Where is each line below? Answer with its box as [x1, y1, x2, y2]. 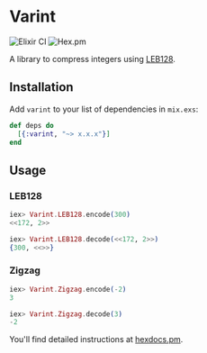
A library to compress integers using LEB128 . [9, 53, 175, 64]
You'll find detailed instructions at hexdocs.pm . [9, 334, 184, 345]
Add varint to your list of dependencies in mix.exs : [9, 104, 199, 114]
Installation [9, 79, 74, 95]
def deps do [9, 121, 54, 130]
